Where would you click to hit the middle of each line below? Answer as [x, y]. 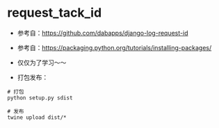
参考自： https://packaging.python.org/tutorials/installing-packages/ [114, 47]
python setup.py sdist [40, 98]
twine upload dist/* [37, 117]
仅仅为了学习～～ [42, 62]
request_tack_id [55, 13]
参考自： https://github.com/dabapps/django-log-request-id [103, 33]
